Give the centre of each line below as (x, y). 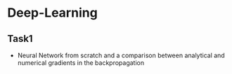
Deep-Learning (53, 13)
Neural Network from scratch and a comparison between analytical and (121, 55)
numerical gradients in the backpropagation (81, 63)
